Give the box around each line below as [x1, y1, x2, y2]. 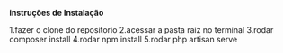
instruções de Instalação [9, 8, 104, 18]
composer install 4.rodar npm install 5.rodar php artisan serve [9, 34, 238, 44]
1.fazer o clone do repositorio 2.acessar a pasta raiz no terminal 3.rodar [9, 25, 274, 34]
